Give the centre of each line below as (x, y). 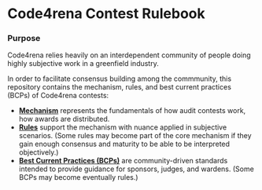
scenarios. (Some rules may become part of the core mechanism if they (135, 136)
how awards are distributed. (64, 119)
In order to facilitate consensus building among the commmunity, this (120, 79)
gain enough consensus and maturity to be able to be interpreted (124, 144)
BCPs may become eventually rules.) (78, 177)
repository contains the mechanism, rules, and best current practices (119, 87)
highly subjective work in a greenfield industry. (83, 64)
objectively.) (39, 152)
